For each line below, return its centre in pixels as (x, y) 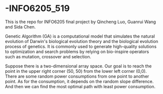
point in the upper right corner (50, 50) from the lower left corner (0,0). (76, 71)
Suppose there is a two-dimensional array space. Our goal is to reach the (78, 66)
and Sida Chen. (20, 27)
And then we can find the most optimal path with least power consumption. (80, 86)
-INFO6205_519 (37, 8)
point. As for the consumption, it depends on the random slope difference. (79, 81)
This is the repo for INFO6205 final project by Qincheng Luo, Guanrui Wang (81, 22)
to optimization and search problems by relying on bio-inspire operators (77, 52)
